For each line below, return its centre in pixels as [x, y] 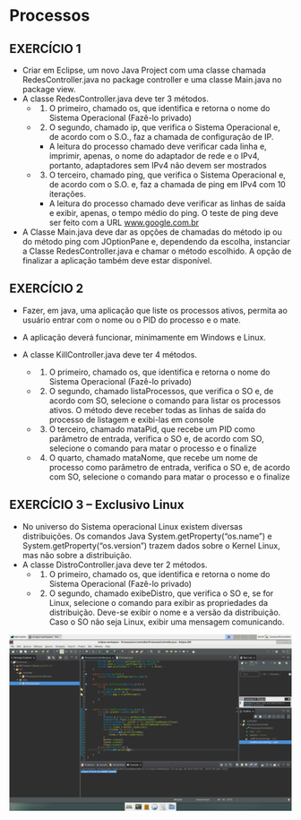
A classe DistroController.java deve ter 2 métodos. [115, 565]
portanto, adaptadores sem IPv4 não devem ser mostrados [158, 165]
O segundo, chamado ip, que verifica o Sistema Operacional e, [164, 127]
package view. [49, 89]
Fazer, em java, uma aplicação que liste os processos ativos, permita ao [155, 310]
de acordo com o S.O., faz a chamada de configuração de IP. [161, 137]
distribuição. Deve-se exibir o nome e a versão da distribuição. [165, 612]
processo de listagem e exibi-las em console [132, 419]
